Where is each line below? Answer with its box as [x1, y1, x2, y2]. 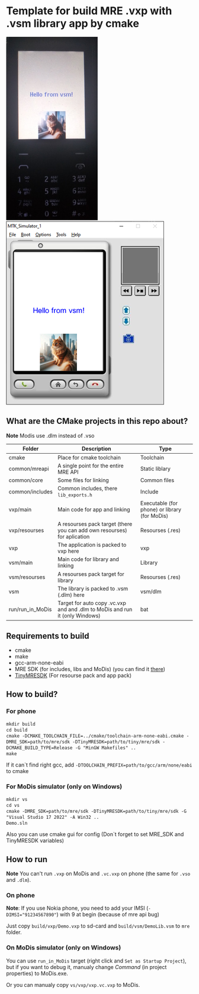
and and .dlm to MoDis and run [57, 606, 133, 613]
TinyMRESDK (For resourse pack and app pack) [14, 672, 132, 679]
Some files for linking [57, 477, 110, 483]
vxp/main [8, 506, 31, 513]
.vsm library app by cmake [6, 17, 139, 30]
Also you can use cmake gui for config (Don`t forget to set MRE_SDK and [6, 831, 184, 838]
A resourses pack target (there [57, 520, 133, 527]
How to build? [6, 689, 58, 699]
